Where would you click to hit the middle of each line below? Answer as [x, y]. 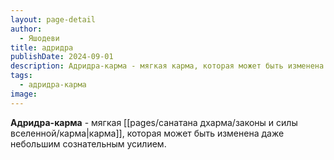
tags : [21, 76]
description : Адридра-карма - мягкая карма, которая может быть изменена [167, 66]
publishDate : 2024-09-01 [62, 57]
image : [24, 94]
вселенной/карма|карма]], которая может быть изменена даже [147, 133]
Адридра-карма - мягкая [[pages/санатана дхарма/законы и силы [154, 122]
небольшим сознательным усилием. [88, 143]
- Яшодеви [39, 38]
